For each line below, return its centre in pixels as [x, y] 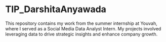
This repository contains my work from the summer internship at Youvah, [81, 23]
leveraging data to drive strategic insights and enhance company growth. [81, 34]
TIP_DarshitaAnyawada [56, 9]
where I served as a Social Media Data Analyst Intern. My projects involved [83, 28]
